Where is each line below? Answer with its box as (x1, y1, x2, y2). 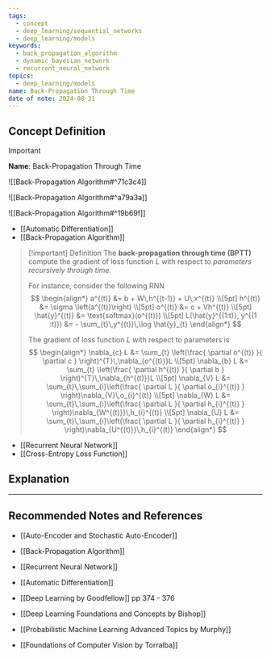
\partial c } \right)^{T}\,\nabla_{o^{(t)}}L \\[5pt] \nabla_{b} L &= (42, 356, 249, 366)
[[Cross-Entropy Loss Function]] (19, 449, 127, 459)
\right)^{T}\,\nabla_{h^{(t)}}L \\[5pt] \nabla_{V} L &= (60, 373, 231, 383)
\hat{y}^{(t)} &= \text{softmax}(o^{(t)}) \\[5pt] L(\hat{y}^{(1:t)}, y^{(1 (34, 311, 257, 321)
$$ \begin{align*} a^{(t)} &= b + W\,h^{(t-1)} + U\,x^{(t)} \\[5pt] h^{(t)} (30, 294, 261, 304)
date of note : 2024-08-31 (8, 94, 95, 103)
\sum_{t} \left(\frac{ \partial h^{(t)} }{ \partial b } (66, 365, 225, 375)
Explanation (8, 472, 70, 486)
